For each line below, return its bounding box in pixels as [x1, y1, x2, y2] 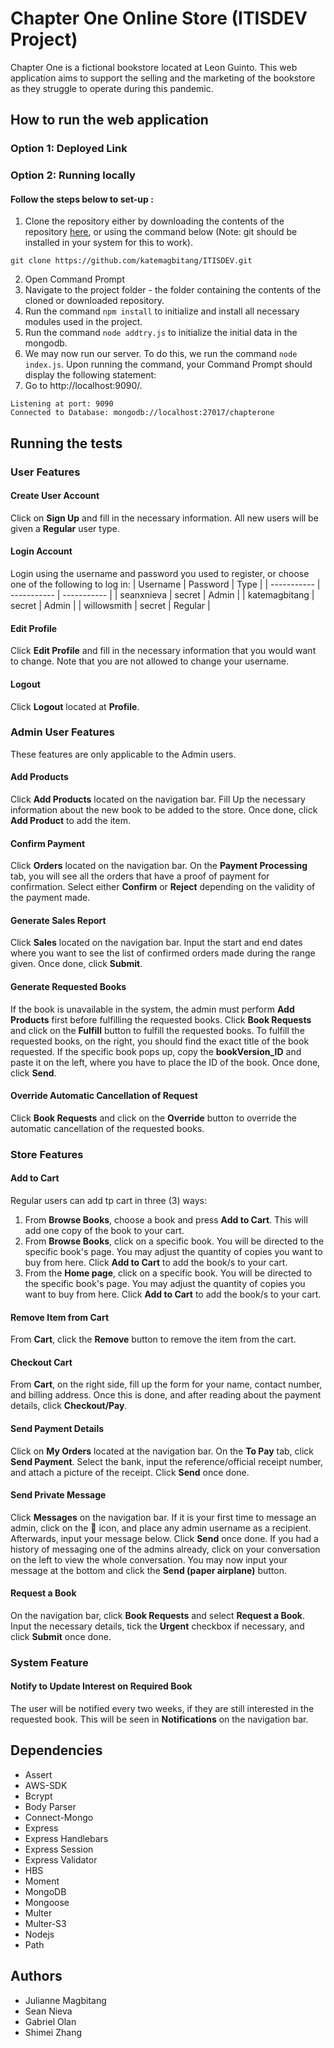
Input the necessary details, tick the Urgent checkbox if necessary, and [10, 1620, 305, 1632]
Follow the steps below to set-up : [10, 193, 154, 205]
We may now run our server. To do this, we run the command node [24, 348, 298, 360]
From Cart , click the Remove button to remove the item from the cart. [10, 1333, 297, 1346]
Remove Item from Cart [10, 1311, 110, 1323]
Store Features [10, 1147, 84, 1161]
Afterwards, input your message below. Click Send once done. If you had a [10, 1532, 319, 1544]
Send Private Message [10, 1489, 107, 1501]
